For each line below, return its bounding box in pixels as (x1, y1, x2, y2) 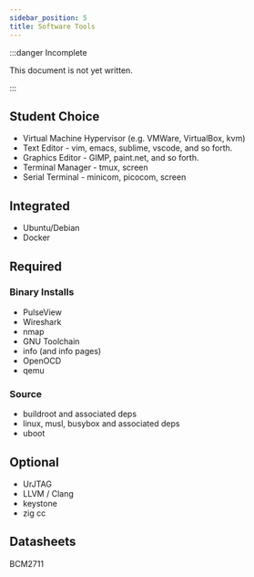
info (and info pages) (22, 345, 102, 356)
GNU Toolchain (22, 335, 80, 347)
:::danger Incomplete (9, 47, 88, 58)
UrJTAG (22, 478, 53, 489)
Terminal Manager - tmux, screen (22, 162, 148, 173)
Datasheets (9, 534, 76, 550)
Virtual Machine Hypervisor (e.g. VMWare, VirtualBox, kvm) (22, 133, 246, 144)
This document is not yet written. (9, 65, 134, 76)
